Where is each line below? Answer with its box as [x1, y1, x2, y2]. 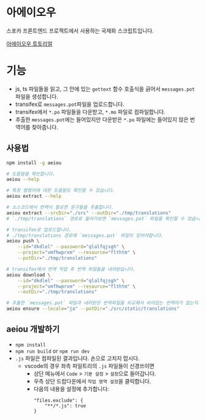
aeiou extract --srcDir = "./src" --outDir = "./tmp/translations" [6, 209, 172, 216]
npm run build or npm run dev [15, 347, 90, 354]
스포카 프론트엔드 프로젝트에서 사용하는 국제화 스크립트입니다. [6, 27, 154, 34]
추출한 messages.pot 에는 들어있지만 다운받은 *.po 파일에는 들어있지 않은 [15, 116, 189, 123]
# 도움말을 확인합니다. [6, 171, 56, 177]
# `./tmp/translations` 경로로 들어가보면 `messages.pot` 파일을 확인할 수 [6, 216, 185, 222]
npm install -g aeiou [6, 160, 62, 166]
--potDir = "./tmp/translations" [17, 255, 97, 261]
